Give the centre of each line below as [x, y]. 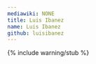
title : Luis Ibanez [36, 20]
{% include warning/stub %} [48, 53]
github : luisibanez [36, 33]
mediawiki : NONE [31, 14]
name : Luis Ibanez [34, 26]
